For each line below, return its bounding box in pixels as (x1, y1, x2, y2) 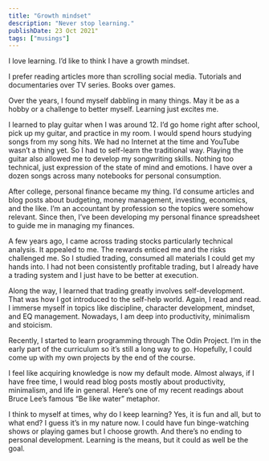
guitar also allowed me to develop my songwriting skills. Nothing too (8, 154, 234, 164)
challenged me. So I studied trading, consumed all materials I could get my (8, 254, 255, 263)
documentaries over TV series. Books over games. (8, 80, 176, 90)
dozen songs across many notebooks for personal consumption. (8, 171, 222, 181)
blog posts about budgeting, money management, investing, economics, (8, 195, 248, 205)
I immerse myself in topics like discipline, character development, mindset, (8, 303, 255, 313)
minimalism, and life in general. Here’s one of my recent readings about (8, 386, 244, 395)
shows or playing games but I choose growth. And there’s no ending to (8, 426, 243, 436)
